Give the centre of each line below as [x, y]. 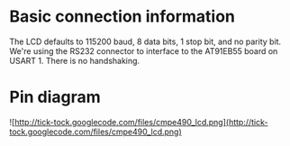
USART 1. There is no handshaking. [75, 60]
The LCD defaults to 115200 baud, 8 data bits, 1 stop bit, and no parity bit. [145, 41]
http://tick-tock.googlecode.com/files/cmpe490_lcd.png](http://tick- [141, 122]
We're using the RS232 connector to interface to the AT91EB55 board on [144, 50]
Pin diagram [55, 97]
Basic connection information [122, 17]
